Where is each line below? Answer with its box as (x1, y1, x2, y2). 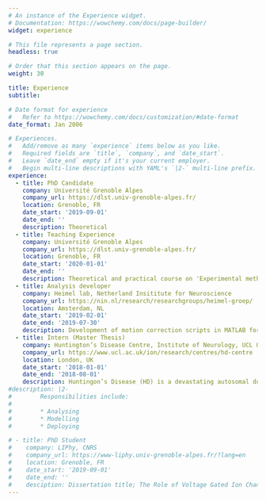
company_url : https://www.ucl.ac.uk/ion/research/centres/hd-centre (22, 348, 253, 357)
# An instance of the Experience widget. (8, 11, 147, 20)
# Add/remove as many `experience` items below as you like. (8, 142, 222, 151)
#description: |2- (8, 385, 69, 393)
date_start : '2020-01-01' (22, 260, 108, 268)
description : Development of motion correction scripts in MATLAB (22, 327, 246, 335)
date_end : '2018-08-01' (22, 370, 101, 379)
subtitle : (8, 91, 41, 99)
